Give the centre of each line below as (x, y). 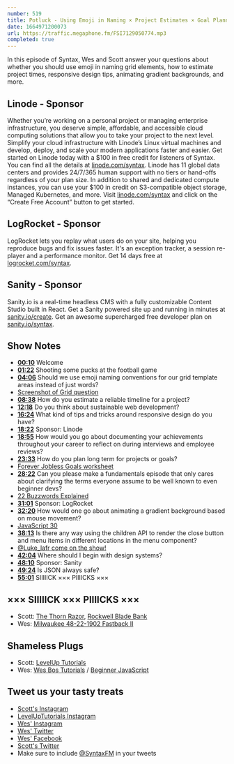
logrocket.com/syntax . (39, 263)
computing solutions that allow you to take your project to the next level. (111, 135)
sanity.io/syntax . (31, 324)
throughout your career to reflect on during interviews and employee (116, 444)
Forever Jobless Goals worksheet (65, 466)
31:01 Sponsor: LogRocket (55, 504)
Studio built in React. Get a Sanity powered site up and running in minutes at (116, 309)
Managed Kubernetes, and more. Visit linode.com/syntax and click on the (112, 194)
